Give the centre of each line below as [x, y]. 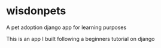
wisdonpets [36, 11]
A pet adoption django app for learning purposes [66, 27]
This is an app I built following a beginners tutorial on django [80, 39]
